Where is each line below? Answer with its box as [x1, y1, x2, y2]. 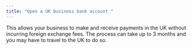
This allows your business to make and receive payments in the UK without [6, 24, 187, 31]
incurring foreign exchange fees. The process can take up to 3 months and [6, 30, 186, 37]
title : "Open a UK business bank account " [6, 8, 114, 14]
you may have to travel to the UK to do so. [6, 36, 107, 43]
